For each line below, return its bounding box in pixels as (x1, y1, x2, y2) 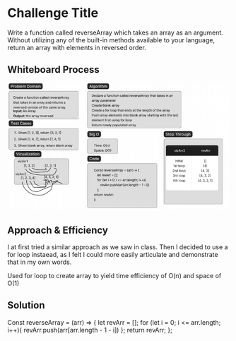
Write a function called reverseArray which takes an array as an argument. (7, 28, 224, 37)
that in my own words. (7, 258, 72, 266)
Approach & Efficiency (7, 224, 108, 236)
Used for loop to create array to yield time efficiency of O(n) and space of (7, 272, 222, 280)
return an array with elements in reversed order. (7, 43, 146, 52)
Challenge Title (7, 5, 99, 21)
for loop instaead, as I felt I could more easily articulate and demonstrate (7, 251, 218, 258)
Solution (7, 299, 45, 311)
